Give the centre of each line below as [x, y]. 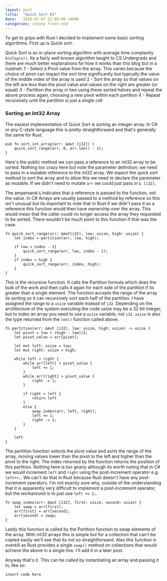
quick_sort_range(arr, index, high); [62, 264]
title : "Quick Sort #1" [31, 14]
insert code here [23, 574]
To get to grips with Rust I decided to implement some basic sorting [75, 38]
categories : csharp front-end [37, 24]
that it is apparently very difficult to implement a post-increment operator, [81, 488]
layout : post [19, 10]
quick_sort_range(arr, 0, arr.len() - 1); [59, 148]
